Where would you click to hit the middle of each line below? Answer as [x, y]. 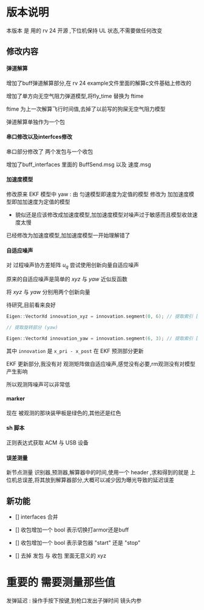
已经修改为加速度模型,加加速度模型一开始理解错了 [68, 235]
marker [16, 399]
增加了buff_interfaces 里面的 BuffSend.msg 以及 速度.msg [79, 164]
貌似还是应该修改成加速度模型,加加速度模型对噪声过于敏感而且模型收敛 [104, 214]
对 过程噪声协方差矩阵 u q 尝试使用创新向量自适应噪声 [73, 265]
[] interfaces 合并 [37, 517]
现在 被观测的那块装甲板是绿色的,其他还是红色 [64, 413]
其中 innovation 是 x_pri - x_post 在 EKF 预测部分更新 [75, 351]
